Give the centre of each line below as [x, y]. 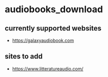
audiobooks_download [54, 9]
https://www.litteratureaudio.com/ [48, 69]
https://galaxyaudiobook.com [43, 40]
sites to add [24, 56]
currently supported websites [53, 28]
